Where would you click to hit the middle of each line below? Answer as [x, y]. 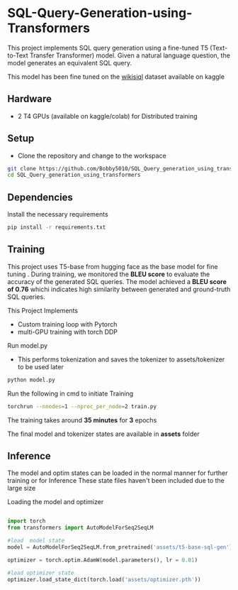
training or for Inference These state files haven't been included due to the [116, 481]
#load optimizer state [41, 573]
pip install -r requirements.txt [57, 228]
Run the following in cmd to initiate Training [70, 393]
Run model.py [28, 345]
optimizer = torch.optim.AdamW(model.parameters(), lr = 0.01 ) [103, 560]
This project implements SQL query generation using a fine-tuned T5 [108, 48]
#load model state [36, 541]
